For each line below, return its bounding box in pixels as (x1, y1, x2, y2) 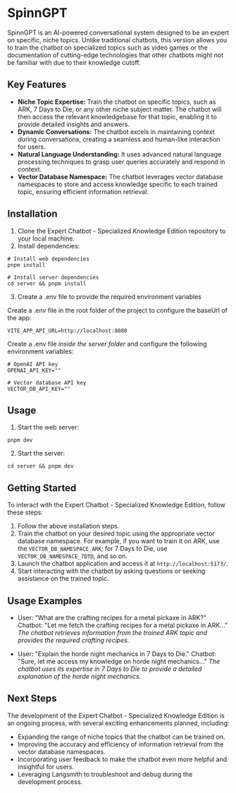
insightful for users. (17, 762, 75, 770)
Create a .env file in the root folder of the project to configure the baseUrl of (7, 305, 228, 315)
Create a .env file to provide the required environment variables (17, 292, 202, 301)
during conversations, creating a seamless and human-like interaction (17, 135, 221, 143)
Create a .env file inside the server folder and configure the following (7, 339, 207, 348)
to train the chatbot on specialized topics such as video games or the (7, 43, 208, 52)
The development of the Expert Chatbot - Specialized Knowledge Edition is (7, 711, 225, 720)
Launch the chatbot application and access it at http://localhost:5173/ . (17, 559, 229, 568)
